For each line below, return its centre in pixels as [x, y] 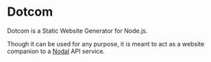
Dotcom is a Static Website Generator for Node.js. [77, 31]
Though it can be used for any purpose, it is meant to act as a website [106, 44]
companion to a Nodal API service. [56, 51]
